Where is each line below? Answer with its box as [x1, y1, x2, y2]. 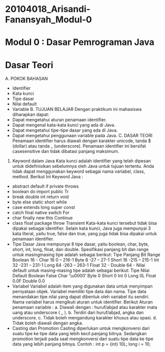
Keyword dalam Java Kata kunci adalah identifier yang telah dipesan [12, 158, 151, 164]
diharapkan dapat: [12, 111, 49, 117]
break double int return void [12, 194, 69, 200]
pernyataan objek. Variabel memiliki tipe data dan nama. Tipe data [12, 289, 147, 295]
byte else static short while [12, 199, 67, 205]
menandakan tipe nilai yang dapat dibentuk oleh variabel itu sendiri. [12, 294, 150, 300]
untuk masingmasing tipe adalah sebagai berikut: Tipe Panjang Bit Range [12, 251, 161, 258]
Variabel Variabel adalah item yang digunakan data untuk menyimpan [12, 283, 153, 289]
